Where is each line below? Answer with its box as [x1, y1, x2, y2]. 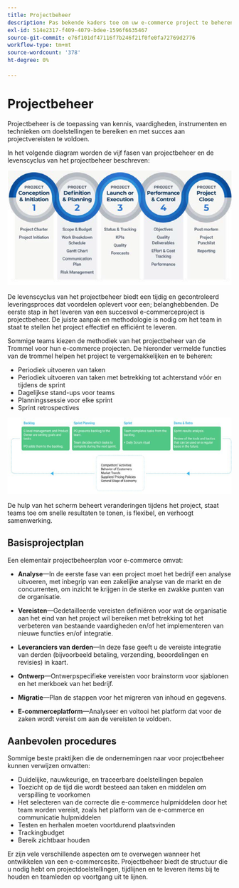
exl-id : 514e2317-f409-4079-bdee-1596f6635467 [7, 26, 148, 34]
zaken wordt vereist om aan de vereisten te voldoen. [17, 714, 172, 723]
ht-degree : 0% [7, 57, 50, 64]
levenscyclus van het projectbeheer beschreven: [7, 155, 150, 164]
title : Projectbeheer [7, 11, 72, 19]
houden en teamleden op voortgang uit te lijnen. [7, 872, 148, 881]
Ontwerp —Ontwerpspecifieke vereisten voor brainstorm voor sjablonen [17, 671, 229, 680]
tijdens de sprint [17, 381, 65, 389]
